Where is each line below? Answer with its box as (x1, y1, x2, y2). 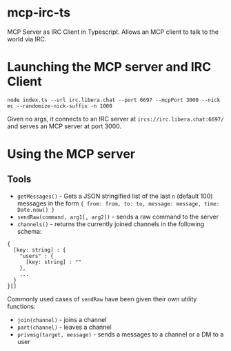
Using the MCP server (7, 146, 136, 162)
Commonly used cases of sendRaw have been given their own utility (7, 294, 197, 303)
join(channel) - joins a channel (17, 315, 107, 323)
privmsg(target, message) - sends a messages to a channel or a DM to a (17, 330, 224, 339)
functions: (7, 302, 36, 310)
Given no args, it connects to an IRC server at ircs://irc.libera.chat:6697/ (7, 114, 224, 123)
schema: (17, 227, 42, 235)
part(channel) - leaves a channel (17, 323, 112, 331)
